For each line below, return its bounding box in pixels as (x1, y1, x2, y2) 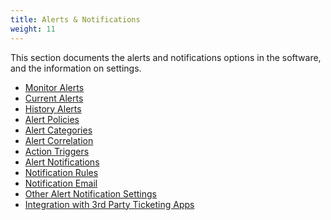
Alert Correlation (24, 134, 94, 146)
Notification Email (24, 177, 98, 189)
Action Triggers (24, 145, 90, 157)
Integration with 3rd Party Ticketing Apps (24, 198, 195, 210)
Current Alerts (24, 92, 84, 104)
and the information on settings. (10, 62, 142, 74)
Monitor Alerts (24, 81, 85, 93)
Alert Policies (24, 113, 80, 125)
